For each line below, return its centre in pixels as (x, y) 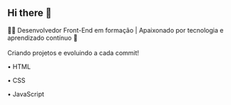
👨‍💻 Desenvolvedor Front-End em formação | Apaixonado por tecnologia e (115, 30)
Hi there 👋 (30, 13)
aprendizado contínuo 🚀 (43, 38)
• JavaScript (26, 94)
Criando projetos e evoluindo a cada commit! (73, 52)
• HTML (19, 66)
